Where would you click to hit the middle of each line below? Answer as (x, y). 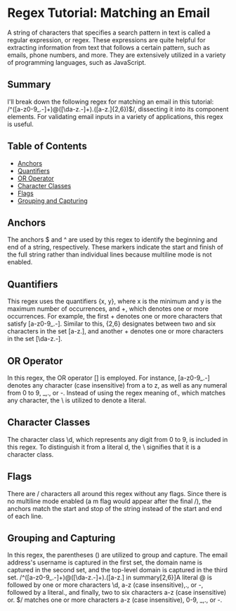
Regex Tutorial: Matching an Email (109, 13)
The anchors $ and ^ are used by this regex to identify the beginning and (112, 240)
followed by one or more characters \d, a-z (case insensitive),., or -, (105, 585)
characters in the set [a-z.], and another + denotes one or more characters (115, 331)
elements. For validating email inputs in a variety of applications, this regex (115, 116)
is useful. (20, 124)
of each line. (25, 516)
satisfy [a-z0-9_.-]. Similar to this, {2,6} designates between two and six (112, 324)
